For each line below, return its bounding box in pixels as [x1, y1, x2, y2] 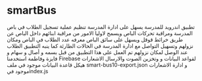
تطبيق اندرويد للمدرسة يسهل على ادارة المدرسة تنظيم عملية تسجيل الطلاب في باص [7, 23, 195, 30]
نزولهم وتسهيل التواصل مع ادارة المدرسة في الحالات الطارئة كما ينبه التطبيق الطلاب [7, 42, 194, 49]
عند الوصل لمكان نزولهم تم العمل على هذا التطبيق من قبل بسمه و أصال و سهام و [7, 48, 188, 55]
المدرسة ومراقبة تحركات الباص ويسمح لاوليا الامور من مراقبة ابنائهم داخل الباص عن [7, 29, 193, 36]
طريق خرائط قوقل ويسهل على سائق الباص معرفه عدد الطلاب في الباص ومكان [7, 36, 183, 43]
